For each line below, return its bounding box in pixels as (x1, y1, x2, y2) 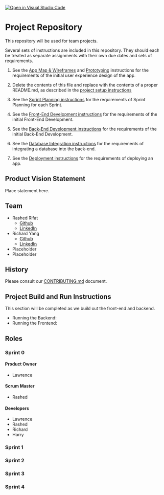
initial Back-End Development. (12, 131, 73, 137)
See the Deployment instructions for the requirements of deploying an (12, 155, 153, 161)
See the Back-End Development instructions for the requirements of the (12, 126, 157, 132)
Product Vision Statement (5, 175, 86, 183)
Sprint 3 (5, 470, 24, 477)
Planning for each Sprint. (12, 102, 63, 108)
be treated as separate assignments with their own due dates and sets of (5, 52, 152, 58)
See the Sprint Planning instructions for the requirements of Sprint (12, 96, 146, 102)
